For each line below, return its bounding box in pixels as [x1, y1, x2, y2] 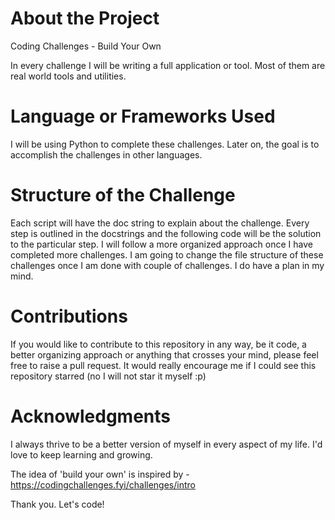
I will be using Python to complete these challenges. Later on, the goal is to [10, 138, 320, 150]
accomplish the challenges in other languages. [10, 148, 203, 161]
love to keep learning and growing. [10, 448, 153, 461]
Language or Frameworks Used [10, 105, 276, 128]
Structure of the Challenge [10, 184, 236, 207]
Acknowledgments [10, 405, 172, 427]
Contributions [10, 305, 128, 327]
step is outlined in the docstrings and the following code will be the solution [10, 227, 322, 239]
